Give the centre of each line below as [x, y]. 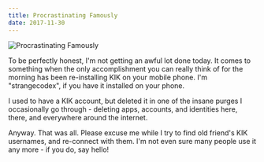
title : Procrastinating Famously [63, 15]
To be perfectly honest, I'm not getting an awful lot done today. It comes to [130, 61]
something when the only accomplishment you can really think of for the [126, 68]
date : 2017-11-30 [37, 23]
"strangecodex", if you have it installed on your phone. [97, 85]
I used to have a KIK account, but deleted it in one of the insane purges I [125, 101]
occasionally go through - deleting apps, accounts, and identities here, [123, 109]
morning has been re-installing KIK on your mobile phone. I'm [108, 77]
